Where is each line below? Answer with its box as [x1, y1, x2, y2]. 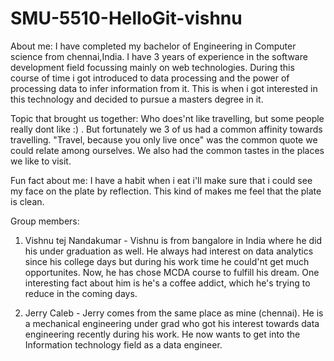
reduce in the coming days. [24, 287, 138, 299]
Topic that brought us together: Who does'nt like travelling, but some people [10, 112, 325, 124]
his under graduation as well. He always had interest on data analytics [24, 245, 314, 257]
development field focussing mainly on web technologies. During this [10, 61, 295, 73]
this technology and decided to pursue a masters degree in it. [10, 93, 264, 105]
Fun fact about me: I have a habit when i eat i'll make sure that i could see [10, 174, 313, 186]
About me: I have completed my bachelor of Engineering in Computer [10, 40, 297, 52]
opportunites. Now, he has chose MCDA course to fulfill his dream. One [24, 266, 320, 278]
